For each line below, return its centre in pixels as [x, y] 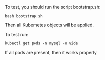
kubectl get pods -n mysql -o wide [42, 43]
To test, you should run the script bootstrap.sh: [53, 7]
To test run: [17, 34]
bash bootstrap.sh [24, 16]
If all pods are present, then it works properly [51, 52]
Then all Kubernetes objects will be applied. [50, 25]
